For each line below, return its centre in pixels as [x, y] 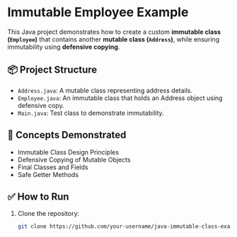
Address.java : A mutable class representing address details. [105, 90]
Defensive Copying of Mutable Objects [74, 159]
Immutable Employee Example [98, 12]
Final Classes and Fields [53, 167]
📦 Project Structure [52, 70]
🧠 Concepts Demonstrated [67, 135]
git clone [32, 226]
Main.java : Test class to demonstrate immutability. [91, 113]
